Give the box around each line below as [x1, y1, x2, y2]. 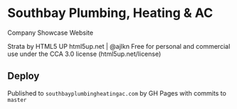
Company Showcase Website [7, 28, 94, 37]
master [7, 96, 27, 103]
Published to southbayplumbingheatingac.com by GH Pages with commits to [7, 88, 226, 97]
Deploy [7, 70, 40, 82]
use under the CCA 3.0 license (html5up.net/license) [7, 50, 162, 58]
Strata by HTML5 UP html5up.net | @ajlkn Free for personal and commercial [7, 42, 231, 50]
